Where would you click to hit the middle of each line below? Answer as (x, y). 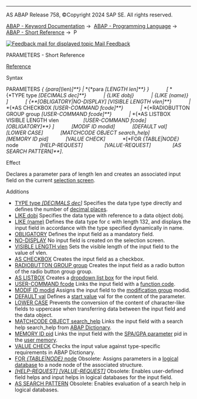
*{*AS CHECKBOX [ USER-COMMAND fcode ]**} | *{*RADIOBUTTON (98, 108)
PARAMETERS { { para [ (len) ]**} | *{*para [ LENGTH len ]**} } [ (87, 89)
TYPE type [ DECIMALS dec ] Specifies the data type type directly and (98, 203)
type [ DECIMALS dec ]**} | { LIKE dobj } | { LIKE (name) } (107, 95)
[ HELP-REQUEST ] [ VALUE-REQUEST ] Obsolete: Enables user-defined (99, 371)
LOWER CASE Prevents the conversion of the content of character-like (100, 303)
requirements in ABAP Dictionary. (55, 352)
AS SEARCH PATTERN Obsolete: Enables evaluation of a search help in (100, 383)
